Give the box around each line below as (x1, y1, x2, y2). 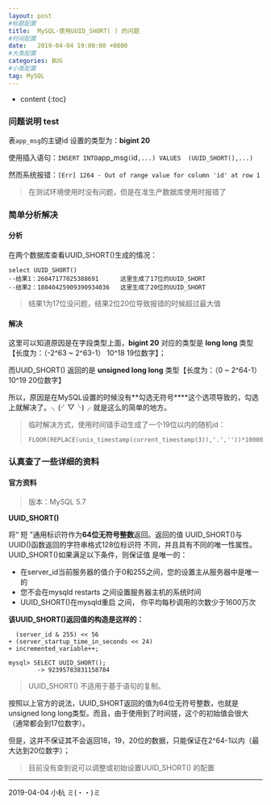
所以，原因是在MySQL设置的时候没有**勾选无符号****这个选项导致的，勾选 (8, 392, 260, 402)
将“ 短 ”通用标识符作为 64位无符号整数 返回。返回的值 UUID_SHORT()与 (8, 530, 243, 539)
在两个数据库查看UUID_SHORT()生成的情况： (8, 250, 157, 260)
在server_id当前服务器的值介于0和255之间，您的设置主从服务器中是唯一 (19, 567, 260, 577)
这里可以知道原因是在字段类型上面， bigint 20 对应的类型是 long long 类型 (8, 338, 254, 348)
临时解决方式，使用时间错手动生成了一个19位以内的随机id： (27, 420, 226, 430)
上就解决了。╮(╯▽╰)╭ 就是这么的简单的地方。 (8, 403, 172, 413)
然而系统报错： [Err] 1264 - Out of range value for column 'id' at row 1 (8, 170, 261, 179)
